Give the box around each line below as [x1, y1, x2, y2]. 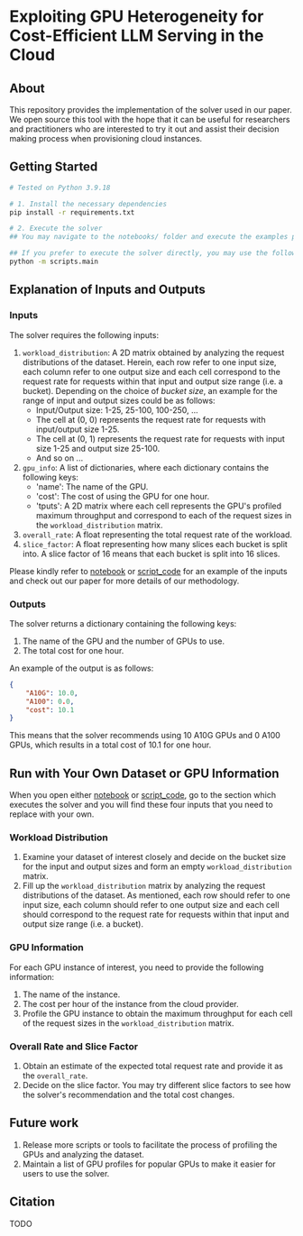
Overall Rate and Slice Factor [9, 1039, 138, 1052]
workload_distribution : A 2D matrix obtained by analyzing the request [22, 347, 285, 358]
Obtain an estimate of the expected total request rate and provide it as [22, 1061, 284, 1071]
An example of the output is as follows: [9, 663, 154, 673]
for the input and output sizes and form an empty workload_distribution [22, 861, 292, 872]
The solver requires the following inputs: [9, 329, 160, 340]
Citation [9, 1195, 56, 1210]
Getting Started [9, 160, 98, 175]
